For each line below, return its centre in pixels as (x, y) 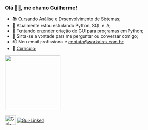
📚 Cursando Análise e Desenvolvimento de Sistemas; (66, 19)
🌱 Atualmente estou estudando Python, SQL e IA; (62, 26)
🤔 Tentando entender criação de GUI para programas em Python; (78, 31)
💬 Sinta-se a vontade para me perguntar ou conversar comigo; (75, 36)
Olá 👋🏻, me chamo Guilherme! (41, 8)
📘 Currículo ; (24, 49)
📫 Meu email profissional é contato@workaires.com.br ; (68, 42)
